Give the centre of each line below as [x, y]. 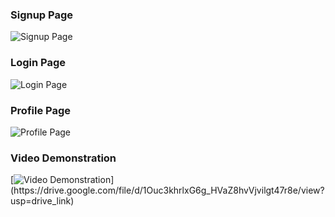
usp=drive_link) [42, 201]
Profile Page [40, 110]
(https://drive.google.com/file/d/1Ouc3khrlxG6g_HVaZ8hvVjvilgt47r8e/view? [167, 190]
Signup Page [42, 15]
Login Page [38, 63]
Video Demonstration [63, 158]
